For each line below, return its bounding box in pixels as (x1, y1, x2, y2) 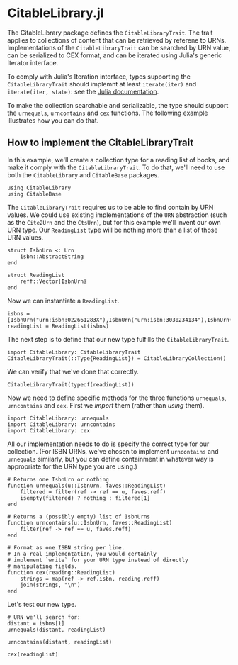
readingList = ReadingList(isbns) (7, 323, 110, 330)
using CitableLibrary (7, 184, 72, 191)
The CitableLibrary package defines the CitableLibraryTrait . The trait (7, 28, 213, 37)
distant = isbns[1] (7, 620, 65, 627)
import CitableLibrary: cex (7, 427, 91, 434)
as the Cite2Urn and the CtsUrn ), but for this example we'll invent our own (7, 218, 221, 226)
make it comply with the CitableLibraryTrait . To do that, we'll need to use (7, 163, 225, 172)
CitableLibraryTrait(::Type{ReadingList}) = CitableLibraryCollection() (7, 354, 227, 362)
